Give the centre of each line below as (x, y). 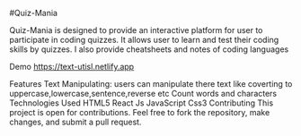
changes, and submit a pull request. (75, 122)
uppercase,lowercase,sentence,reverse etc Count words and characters (143, 93)
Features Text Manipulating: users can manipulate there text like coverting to (151, 84)
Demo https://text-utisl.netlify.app (72, 67)
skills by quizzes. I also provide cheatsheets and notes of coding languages (149, 49)
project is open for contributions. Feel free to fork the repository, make (140, 112)
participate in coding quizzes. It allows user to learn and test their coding (144, 40)
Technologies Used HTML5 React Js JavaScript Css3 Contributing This (142, 103)
